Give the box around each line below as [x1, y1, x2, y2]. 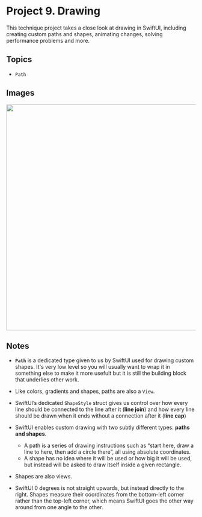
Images [6, 88, 35, 98]
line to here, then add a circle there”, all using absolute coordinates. [23, 448, 191, 456]
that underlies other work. [14, 376, 79, 383]
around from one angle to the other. [14, 504, 103, 511]
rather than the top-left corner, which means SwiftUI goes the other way [14, 497, 194, 504]
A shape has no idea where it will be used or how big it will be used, [23, 455, 192, 462]
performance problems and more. [6, 37, 90, 44]
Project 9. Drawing [6, 4, 101, 18]
